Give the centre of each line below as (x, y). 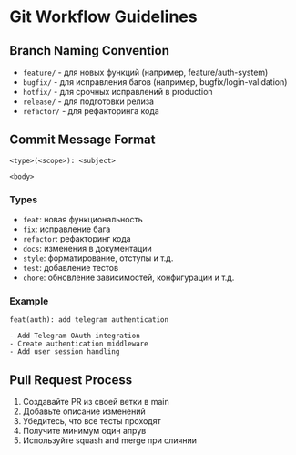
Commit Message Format (82, 140)
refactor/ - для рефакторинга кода (91, 111)
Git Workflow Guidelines (103, 17)
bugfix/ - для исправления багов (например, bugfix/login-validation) (155, 82)
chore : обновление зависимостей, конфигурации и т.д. (128, 278)
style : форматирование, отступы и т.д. (98, 258)
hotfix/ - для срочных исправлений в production (117, 92)
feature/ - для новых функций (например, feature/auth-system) (145, 72)
